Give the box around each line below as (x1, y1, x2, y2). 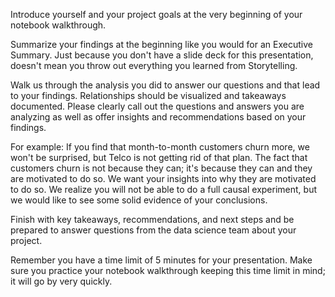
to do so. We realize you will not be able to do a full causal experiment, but (10, 184, 317, 195)
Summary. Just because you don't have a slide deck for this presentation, (10, 49, 314, 61)
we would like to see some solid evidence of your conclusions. (10, 194, 268, 206)
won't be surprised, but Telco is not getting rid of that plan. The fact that (10, 152, 308, 163)
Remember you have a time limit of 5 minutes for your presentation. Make (10, 254, 313, 266)
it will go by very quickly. (10, 275, 113, 287)
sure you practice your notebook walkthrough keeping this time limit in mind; (10, 265, 326, 276)
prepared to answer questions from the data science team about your (10, 224, 297, 236)
